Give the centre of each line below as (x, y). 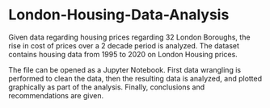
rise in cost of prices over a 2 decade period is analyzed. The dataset (124, 45)
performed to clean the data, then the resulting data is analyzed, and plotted (135, 78)
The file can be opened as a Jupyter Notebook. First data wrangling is (124, 69)
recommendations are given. (56, 95)
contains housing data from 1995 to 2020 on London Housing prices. (123, 54)
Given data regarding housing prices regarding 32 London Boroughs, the (129, 37)
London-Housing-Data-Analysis (119, 15)
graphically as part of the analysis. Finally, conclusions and (106, 87)
